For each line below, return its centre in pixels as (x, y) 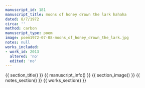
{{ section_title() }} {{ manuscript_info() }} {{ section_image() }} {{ (73, 75)
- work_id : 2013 (22, 51)
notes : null (18, 42)
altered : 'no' (24, 56)
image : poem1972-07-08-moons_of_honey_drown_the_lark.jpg (67, 38)
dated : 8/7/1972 (22, 19)
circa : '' (16, 24)
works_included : (22, 47)
